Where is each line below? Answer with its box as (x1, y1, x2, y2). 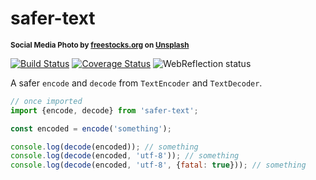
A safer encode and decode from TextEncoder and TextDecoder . (10, 77, 263, 89)
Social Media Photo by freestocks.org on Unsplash (10, 40, 190, 50)
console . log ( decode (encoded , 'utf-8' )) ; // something (10, 151, 240, 161)
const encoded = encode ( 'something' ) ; (10, 123, 172, 134)
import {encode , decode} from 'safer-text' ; (10, 105, 199, 116)
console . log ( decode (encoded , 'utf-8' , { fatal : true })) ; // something (10, 160, 307, 171)
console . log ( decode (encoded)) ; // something (10, 142, 199, 152)
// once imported (10, 96, 83, 106)
